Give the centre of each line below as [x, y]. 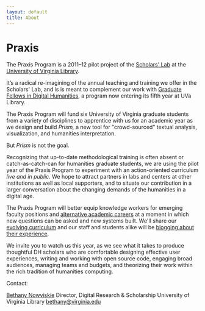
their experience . [28, 234]
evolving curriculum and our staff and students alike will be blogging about [100, 227]
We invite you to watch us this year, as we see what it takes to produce [95, 246]
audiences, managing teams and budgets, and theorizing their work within [100, 265]
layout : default [27, 12]
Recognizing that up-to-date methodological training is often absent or [95, 157]
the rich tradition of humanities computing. [60, 271]
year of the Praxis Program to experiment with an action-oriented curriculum [103, 170]
